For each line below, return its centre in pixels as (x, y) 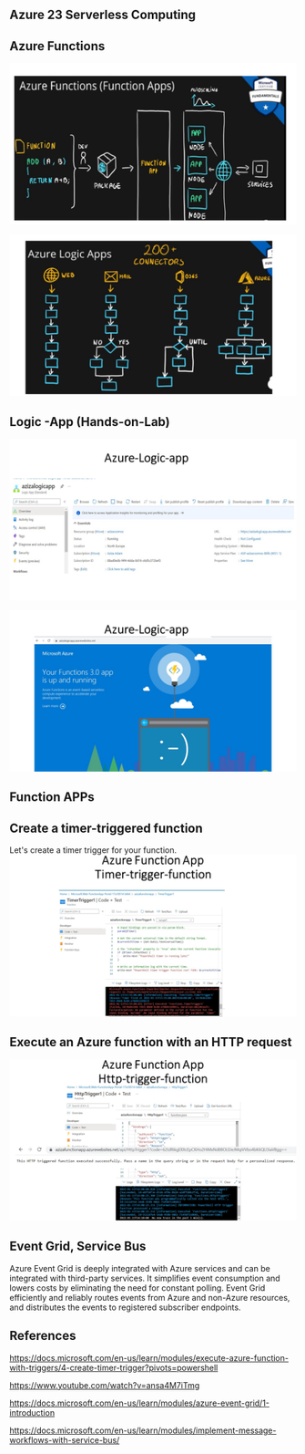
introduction (32, 1412)
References (43, 1336)
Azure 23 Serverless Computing (103, 15)
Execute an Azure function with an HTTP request (151, 1042)
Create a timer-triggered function (106, 828)
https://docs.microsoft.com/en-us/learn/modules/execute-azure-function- (149, 1357)
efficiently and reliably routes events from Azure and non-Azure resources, (150, 1297)
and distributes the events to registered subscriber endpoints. (125, 1307)
